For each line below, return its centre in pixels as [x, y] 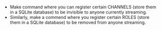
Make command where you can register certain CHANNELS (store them [83, 7]
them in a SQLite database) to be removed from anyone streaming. [78, 22]
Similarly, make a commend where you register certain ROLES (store [80, 17]
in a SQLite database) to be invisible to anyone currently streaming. [78, 12]
